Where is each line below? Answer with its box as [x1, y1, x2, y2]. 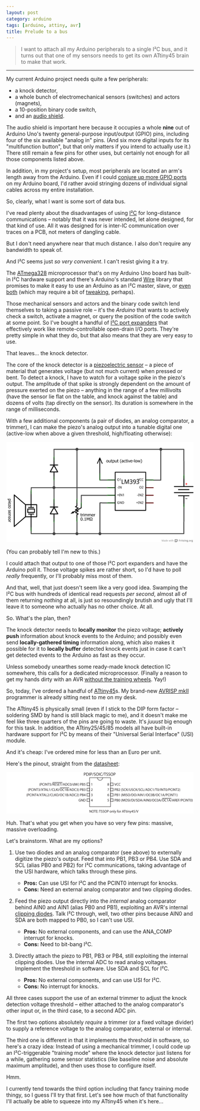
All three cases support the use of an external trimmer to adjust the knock [6, 994, 187, 1001]
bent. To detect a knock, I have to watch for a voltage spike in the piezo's [6, 374, 186, 381]
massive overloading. [6, 826, 58, 833]
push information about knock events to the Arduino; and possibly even [6, 633, 182, 640]
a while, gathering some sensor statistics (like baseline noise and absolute [6, 1055, 189, 1063]
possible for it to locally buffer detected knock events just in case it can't [6, 645, 186, 653]
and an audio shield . [14, 112, 65, 119]
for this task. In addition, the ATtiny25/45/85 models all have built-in [6, 724, 173, 731]
